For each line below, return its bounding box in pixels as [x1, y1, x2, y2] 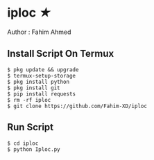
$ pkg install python [7, 78, 70, 85]
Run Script [7, 121, 54, 133]
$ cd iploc [7, 140, 39, 147]
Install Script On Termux [7, 48, 114, 60]
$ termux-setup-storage [7, 72, 76, 79]
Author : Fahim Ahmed [7, 28, 71, 36]
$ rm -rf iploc [7, 96, 51, 103]
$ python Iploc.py [7, 145, 60, 153]
